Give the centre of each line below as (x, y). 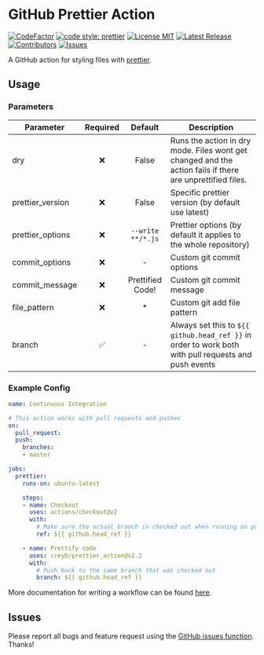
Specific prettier (200, 192)
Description (211, 127)
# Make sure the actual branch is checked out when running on (142, 527)
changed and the (202, 160)
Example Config (39, 388)
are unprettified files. (209, 180)
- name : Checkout (51, 505)
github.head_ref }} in (211, 335)
